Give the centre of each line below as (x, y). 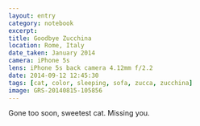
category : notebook (41, 23)
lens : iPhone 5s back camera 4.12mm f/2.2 (81, 68)
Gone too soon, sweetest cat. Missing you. (79, 113)
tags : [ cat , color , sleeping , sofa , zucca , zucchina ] (101, 83)
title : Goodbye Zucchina (50, 38)
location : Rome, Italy (46, 46)
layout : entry (32, 16)
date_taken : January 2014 (52, 53)
